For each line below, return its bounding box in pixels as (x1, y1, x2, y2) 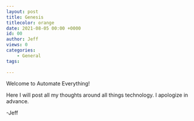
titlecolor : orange (6, 20, 55, 26)
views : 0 (6, 42, 28, 48)
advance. (6, 98, 29, 105)
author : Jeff (6, 36, 39, 42)
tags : (6, 58, 20, 64)
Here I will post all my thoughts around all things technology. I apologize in (6, 91, 189, 98)
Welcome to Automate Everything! (6, 80, 90, 87)
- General (17, 53, 42, 59)
